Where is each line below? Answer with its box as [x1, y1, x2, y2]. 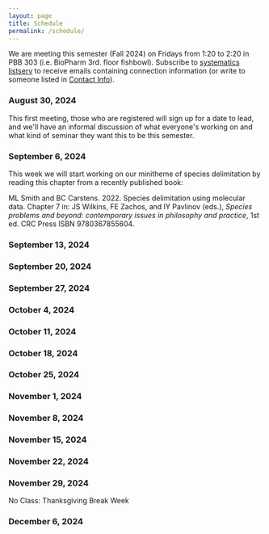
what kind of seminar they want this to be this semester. [8, 130, 195, 140]
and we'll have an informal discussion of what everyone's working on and [8, 122, 253, 132]
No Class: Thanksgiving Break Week [8, 496, 129, 506]
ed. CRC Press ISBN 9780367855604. [8, 219, 135, 229]
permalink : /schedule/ [8, 27, 85, 35]
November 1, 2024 [8, 391, 82, 402]
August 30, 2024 [8, 95, 77, 106]
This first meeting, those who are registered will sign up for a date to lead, [8, 113, 254, 123]
